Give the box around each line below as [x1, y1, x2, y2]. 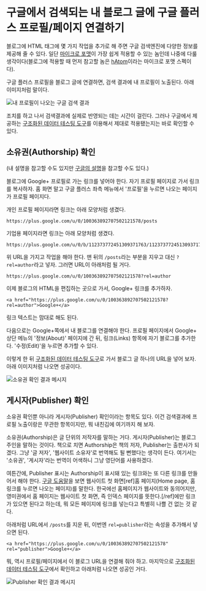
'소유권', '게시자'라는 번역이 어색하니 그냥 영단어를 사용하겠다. [6, 456, 153, 464]
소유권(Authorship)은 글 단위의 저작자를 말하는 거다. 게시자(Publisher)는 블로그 [6, 433, 196, 441]
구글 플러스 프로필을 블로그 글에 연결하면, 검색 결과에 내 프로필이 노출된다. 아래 [6, 78, 194, 86]
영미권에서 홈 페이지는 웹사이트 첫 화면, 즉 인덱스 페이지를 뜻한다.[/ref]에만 [6, 492, 185, 500]
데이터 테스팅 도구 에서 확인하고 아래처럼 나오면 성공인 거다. [6, 565, 147, 573]
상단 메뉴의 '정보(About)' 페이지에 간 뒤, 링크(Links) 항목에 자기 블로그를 [6, 334, 180, 342]
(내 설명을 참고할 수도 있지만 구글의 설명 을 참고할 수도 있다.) [6, 164, 149, 171]
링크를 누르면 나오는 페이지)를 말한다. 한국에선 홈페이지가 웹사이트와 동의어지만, [6, 484, 197, 492]
